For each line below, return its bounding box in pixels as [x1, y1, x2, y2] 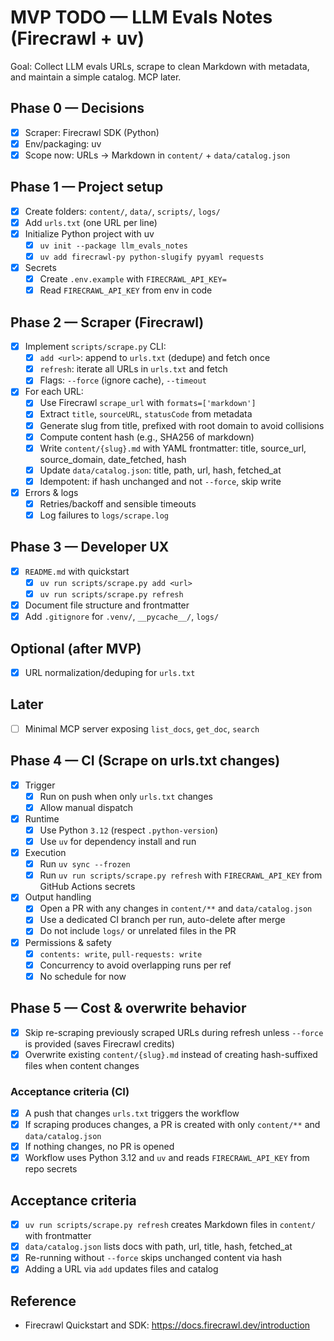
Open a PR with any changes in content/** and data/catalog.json [39, 902, 313, 915]
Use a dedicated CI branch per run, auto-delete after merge [39, 914, 286, 926]
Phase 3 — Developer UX [10, 539, 170, 556]
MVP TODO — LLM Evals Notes [10, 6, 273, 29]
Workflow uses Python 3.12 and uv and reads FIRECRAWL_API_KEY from [24, 1152, 310, 1164]
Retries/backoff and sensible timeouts [39, 497, 197, 510]
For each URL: [24, 386, 84, 398]
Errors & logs [24, 486, 79, 498]
